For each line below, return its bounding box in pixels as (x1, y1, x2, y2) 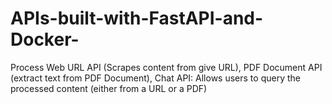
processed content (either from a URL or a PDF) (10, 82, 208, 94)
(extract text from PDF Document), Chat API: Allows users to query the (10, 72, 301, 84)
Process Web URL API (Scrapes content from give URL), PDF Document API (10, 61, 323, 73)
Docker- (10, 28, 80, 51)
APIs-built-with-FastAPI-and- (10, 7, 264, 30)
